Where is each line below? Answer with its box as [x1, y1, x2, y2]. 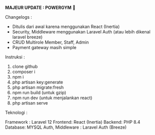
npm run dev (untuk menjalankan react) [12, 95, 93, 101]
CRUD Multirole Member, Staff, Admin [12, 39, 89, 45]
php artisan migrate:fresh [12, 84, 64, 90]
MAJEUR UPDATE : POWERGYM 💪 [5, 5, 76, 10]
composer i [12, 69, 35, 75]
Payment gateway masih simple [12, 45, 77, 50]
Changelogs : [5, 14, 32, 20]
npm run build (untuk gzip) [12, 90, 66, 95]
